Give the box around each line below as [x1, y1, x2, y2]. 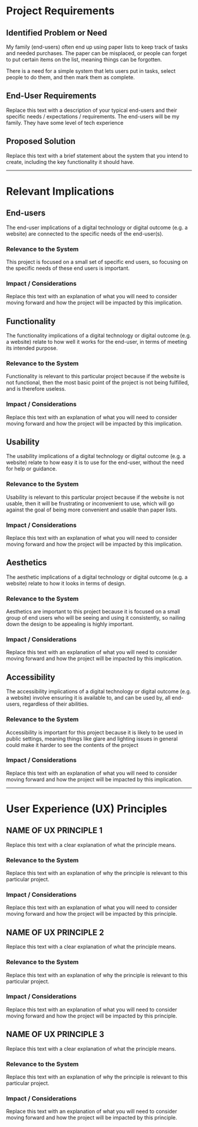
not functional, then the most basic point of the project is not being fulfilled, [6, 379, 190, 386]
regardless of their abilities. [22, 700, 89, 708]
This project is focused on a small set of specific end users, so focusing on [6, 258, 189, 265]
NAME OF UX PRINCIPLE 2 [6, 928, 104, 938]
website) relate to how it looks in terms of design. [6, 579, 126, 587]
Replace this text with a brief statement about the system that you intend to [6, 152, 189, 159]
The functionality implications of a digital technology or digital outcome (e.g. [6, 332, 192, 339]
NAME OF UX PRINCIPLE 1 [6, 826, 103, 836]
